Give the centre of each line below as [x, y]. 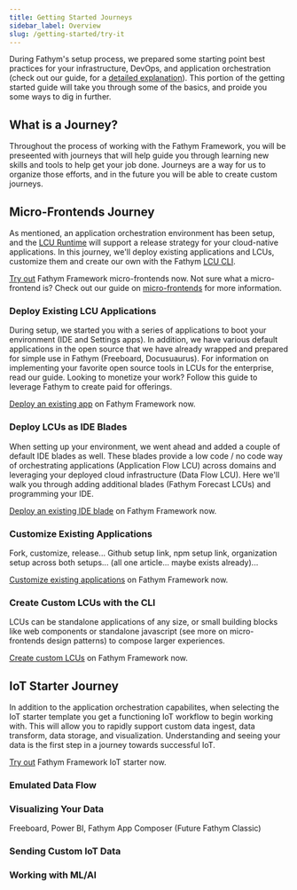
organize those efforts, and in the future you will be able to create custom [143, 175]
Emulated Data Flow [53, 784]
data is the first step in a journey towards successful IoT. [112, 745]
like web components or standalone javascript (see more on [118, 632]
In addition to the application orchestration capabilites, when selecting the [144, 707]
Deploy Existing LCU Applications [83, 311]
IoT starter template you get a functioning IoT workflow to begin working [141, 717]
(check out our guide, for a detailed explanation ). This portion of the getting [147, 78]
